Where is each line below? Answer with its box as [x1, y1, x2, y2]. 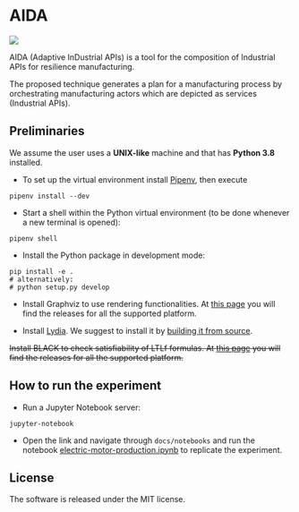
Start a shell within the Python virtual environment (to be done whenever [21, 207, 290, 218]
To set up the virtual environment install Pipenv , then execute [21, 174, 248, 184]
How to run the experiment [9, 378, 162, 394]
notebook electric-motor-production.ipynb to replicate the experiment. [21, 444, 283, 455]
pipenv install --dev [9, 192, 90, 201]
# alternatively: [9, 275, 74, 284]
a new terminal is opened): [21, 217, 121, 227]
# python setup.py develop [9, 283, 110, 292]
